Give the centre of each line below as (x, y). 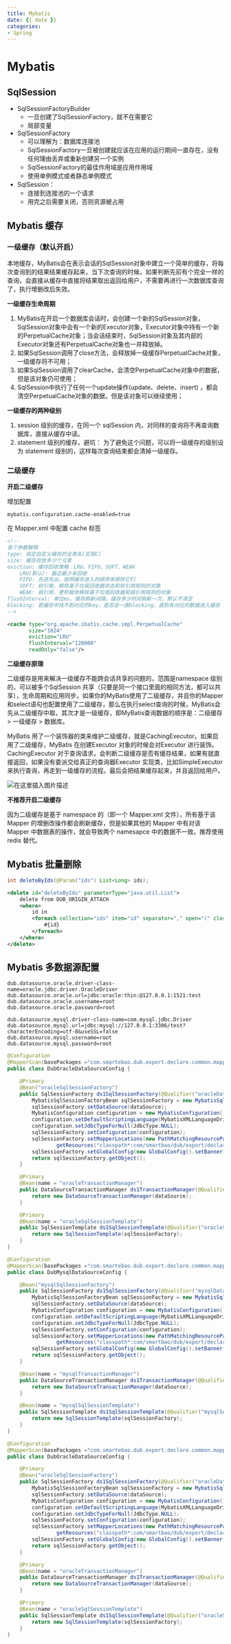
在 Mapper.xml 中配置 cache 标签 (54, 528)
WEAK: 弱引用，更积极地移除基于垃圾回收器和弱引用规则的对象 (95, 593)
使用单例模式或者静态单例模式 (69, 176)
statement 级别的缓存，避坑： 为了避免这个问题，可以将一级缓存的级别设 (120, 442)
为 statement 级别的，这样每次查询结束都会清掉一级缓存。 (99, 451)
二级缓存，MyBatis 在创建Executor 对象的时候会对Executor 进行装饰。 (118, 745)
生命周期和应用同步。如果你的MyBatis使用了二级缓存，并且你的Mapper (123, 696)
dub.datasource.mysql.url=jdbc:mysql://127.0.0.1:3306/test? (97, 1026)
